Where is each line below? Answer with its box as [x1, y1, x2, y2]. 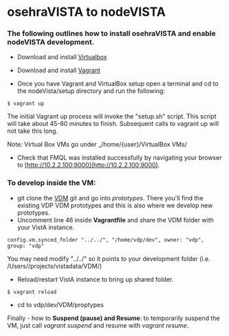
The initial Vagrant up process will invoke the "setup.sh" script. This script [7, 112, 217, 120]
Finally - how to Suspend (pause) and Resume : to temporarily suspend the [7, 314, 220, 322]
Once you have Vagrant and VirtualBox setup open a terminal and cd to [17, 80, 219, 88]
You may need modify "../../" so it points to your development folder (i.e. [7, 254, 211, 262]
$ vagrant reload [7, 288, 57, 295]
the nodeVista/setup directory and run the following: [17, 87, 165, 95]
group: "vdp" [7, 242, 45, 249]
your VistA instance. [17, 223, 74, 231]
